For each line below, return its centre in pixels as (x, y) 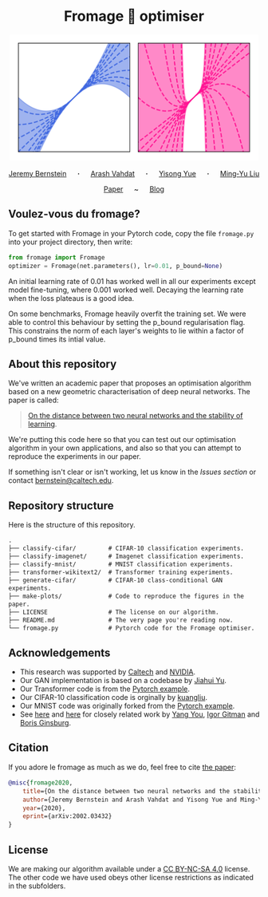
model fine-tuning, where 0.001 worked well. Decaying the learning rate (126, 290)
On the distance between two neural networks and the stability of (135, 416)
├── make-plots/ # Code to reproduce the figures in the (126, 597)
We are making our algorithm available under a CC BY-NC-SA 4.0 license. (129, 868)
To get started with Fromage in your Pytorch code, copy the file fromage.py (131, 233)
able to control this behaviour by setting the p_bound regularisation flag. (127, 322)
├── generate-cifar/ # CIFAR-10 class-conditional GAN (116, 581)
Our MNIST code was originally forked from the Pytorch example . (127, 706)
